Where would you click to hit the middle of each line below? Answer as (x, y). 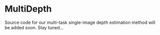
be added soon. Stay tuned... (34, 27)
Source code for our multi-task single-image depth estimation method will (80, 22)
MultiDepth (28, 9)
